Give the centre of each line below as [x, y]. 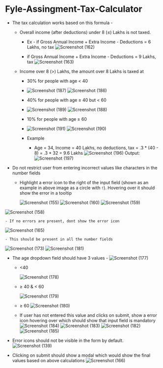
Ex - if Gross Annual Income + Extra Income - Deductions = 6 [89, 42]
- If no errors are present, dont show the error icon [62, 221]
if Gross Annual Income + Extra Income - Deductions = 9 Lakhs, [91, 56]
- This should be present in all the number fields [59, 239]
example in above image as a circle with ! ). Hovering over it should [87, 188]
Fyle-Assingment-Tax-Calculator [74, 9]
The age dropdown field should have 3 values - [60, 258]
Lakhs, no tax [41, 47]
